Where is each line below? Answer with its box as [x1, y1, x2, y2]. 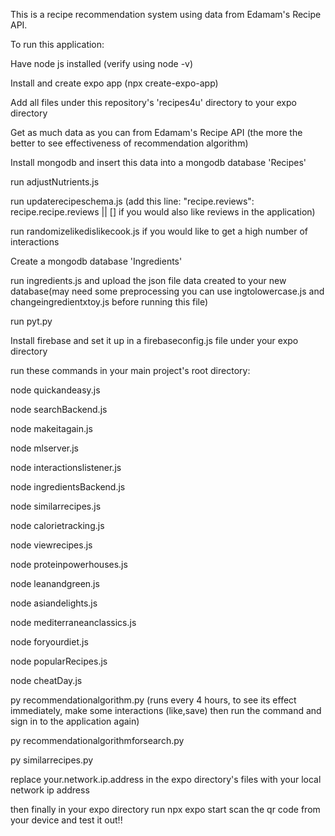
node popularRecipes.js [10, 655, 108, 667]
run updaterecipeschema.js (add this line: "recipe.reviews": [10, 195, 255, 207]
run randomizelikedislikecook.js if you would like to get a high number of [10, 225, 309, 237]
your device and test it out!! [10, 814, 123, 826]
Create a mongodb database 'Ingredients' [10, 255, 183, 267]
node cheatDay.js [10, 675, 83, 686]
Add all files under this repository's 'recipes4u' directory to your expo [10, 97, 297, 108]
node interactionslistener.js [10, 462, 122, 473]
